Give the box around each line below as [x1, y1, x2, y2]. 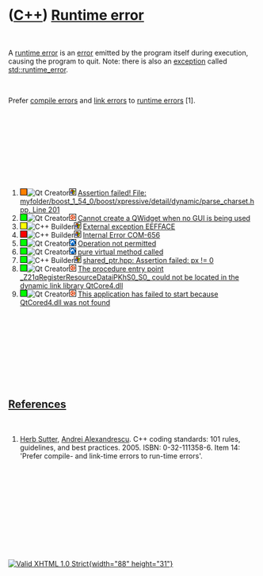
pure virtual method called [78, 247, 164, 257]
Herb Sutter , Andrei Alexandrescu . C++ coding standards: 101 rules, [19, 434, 241, 443]
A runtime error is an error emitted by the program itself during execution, [8, 48, 249, 57]
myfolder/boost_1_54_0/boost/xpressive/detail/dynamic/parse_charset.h [19, 196, 255, 206]
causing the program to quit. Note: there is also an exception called [8, 56, 227, 66]
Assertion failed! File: [78, 187, 147, 197]
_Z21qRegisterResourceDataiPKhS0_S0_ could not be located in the [19, 272, 239, 282]
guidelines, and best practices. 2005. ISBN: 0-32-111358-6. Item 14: [19, 443, 240, 452]
